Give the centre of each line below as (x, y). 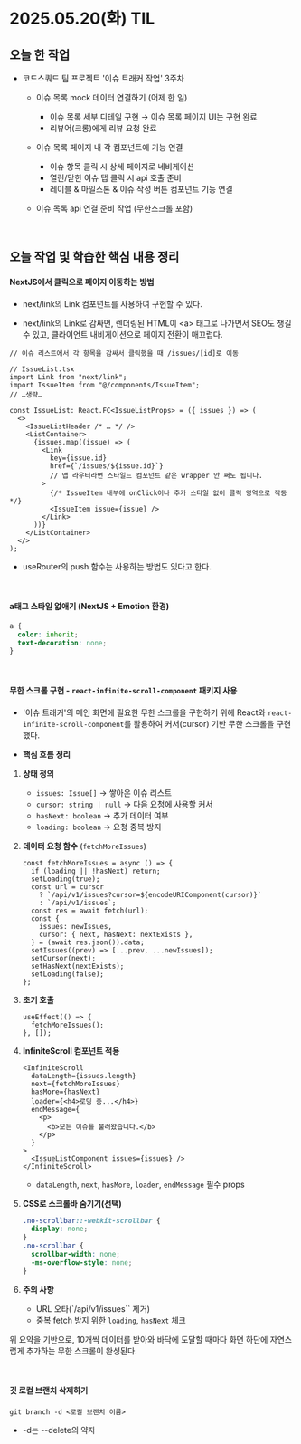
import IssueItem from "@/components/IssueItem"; (105, 385)
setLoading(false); (67, 974)
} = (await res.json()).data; (88, 942)
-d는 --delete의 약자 (59, 1430)
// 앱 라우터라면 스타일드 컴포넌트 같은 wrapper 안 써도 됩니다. (156, 475)
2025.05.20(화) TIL (82, 19)
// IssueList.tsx (42, 369)
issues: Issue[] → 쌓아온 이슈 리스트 (104, 792)
